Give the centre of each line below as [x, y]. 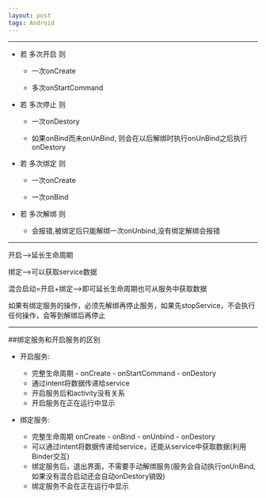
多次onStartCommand [67, 87]
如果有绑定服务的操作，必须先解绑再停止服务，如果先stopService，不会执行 [132, 305]
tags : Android [32, 23]
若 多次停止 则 [42, 105]
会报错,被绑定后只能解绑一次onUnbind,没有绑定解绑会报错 [125, 230]
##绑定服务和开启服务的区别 [54, 339]
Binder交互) [50, 456]
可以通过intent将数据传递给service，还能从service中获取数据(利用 [139, 446]
